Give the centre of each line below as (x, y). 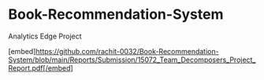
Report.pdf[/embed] (41, 67)
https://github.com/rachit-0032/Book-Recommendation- (127, 51)
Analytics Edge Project (45, 36)
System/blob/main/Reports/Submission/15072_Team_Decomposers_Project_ (132, 60)
